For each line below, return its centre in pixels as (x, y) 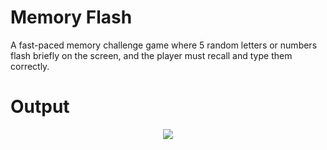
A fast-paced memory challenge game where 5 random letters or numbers (164, 45)
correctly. (30, 66)
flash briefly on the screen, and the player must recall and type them (151, 55)
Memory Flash (71, 17)
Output (40, 107)
